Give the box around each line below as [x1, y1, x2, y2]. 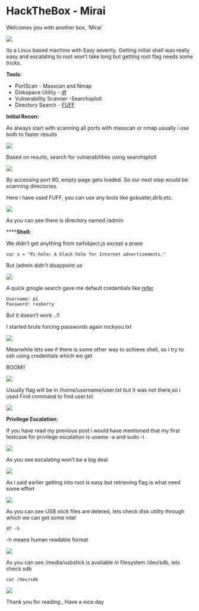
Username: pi [6, 296, 39, 302]
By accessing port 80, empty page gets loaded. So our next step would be [6, 176, 188, 183]
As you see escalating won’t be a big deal [6, 456, 108, 463]
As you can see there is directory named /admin [6, 216, 124, 224]
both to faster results [6, 130, 58, 138]
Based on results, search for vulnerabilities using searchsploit [6, 153, 157, 160]
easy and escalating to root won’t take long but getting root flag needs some [6, 52, 193, 60]
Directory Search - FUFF [14, 101, 75, 108]
